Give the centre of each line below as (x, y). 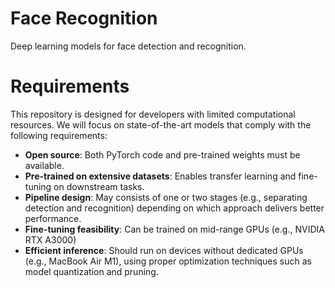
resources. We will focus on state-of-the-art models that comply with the (161, 124)
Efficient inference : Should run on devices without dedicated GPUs (164, 250)
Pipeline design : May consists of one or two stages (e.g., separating (166, 197)
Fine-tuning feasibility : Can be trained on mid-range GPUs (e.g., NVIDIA (174, 229)
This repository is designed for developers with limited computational (153, 114)
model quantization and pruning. (91, 271)
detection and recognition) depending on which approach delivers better (174, 208)
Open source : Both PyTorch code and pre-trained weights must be (162, 154)
